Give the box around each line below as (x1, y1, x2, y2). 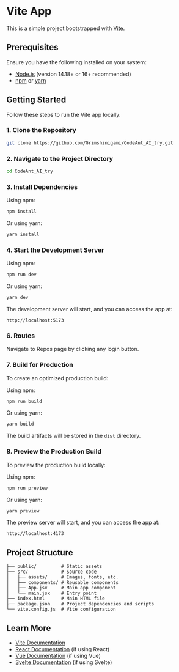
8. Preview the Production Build (6, 448, 102, 456)
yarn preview (6, 508, 40, 514)
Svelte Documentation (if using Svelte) (15, 659, 112, 666)
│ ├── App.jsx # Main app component (6, 585, 116, 591)
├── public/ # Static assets (6, 564, 103, 570)
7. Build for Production (6, 361, 73, 369)
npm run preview (6, 485, 48, 491)
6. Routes (6, 331, 35, 340)
